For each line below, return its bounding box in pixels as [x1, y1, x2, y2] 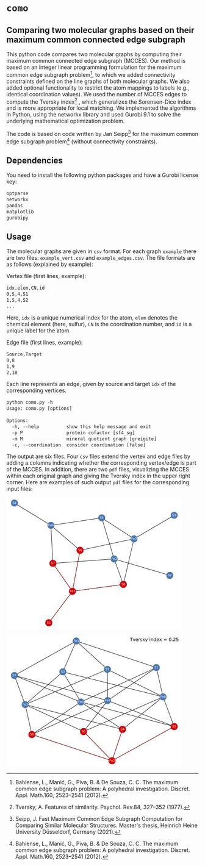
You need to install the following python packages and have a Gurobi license [6, 171, 198, 179]
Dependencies [6, 156, 63, 166]
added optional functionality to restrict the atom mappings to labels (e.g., [6, 84, 190, 91]
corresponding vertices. [6, 387, 67, 394]
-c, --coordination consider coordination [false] [12, 442, 146, 448]
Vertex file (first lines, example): [6, 273, 87, 280]
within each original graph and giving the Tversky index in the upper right [6, 472, 190, 479]
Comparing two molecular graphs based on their [6, 25, 195, 35]
